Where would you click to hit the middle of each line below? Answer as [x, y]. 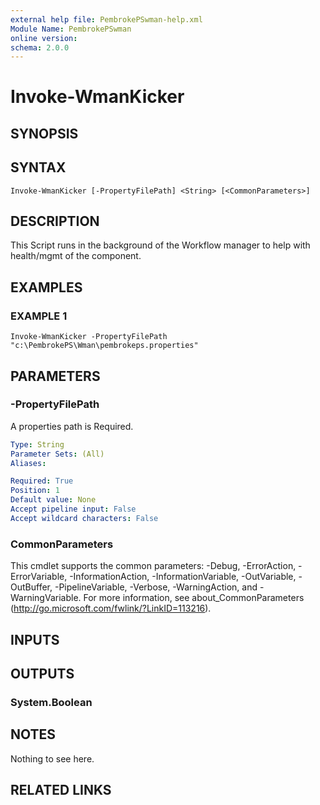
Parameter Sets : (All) [57, 454]
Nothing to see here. [52, 758]
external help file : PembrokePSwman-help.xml [106, 19]
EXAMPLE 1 [39, 316]
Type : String [37, 444]
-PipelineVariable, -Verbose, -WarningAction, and [156, 587]
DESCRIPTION [55, 221]
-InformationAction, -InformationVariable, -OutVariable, [183, 577]
